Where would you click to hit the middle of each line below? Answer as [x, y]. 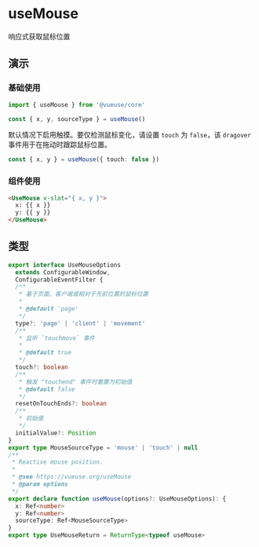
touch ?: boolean [42, 367]
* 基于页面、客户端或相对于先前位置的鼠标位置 [84, 294]
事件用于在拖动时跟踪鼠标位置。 [60, 145]
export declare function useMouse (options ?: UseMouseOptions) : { [117, 499]
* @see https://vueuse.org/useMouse [71, 477]
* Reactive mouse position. [57, 462]
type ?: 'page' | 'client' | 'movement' [80, 323]
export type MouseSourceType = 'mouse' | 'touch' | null [103, 448]
